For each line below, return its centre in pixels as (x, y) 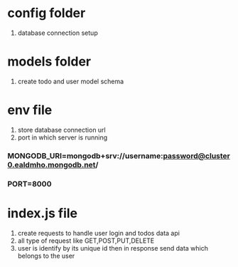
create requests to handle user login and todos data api (98, 233)
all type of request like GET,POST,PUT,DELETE (86, 241)
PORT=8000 (29, 184)
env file (30, 110)
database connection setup (58, 33)
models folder (49, 62)
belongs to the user (46, 256)
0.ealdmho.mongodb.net (52, 164)
